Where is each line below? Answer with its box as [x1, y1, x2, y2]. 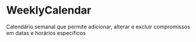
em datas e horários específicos [6, 29, 86, 36]
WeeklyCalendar [6, 4, 91, 17]
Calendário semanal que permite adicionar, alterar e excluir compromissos [6, 23, 191, 30]
